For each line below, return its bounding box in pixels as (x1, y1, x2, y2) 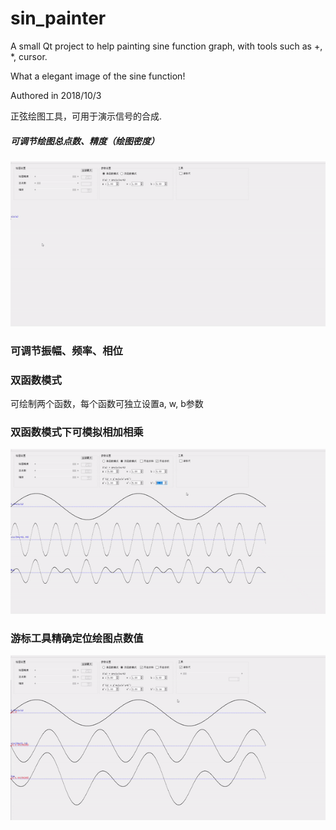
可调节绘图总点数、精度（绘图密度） (10, 135, 160, 147)
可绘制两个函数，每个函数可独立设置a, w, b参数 (10, 397, 204, 409)
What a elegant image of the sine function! (10, 70, 186, 82)
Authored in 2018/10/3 (10, 89, 102, 101)
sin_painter (10, 7, 107, 30)
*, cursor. (10, 50, 48, 62)
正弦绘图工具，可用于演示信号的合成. (10, 110, 163, 122)
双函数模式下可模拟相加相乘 (10, 425, 144, 439)
